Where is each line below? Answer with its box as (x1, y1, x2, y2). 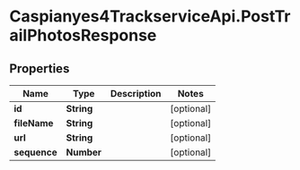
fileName (13, 117, 54, 129)
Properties (9, 61, 70, 76)
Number (66, 146, 101, 158)
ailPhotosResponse (9, 25, 157, 46)
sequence (13, 146, 57, 158)
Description (110, 88, 162, 99)
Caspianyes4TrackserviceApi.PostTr (9, 6, 291, 27)
